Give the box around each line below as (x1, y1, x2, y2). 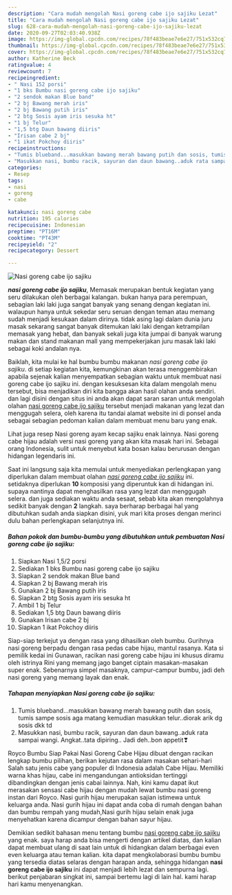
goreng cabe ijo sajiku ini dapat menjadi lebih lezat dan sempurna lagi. (8, 865, 209, 874)
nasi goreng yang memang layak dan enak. (8, 673, 130, 682)
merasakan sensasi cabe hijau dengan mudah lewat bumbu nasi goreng (8, 786, 211, 794)
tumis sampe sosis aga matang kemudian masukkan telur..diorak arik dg (17, 714, 223, 722)
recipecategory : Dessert (8, 247, 79, 254)
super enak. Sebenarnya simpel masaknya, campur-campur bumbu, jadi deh (8, 666, 225, 674)
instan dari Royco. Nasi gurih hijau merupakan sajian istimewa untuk (8, 793, 201, 802)
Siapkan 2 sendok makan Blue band (17, 572, 120, 580)
